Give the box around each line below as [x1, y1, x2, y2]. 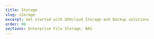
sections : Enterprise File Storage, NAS [5, 26, 93, 31]
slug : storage [5, 12, 36, 17]
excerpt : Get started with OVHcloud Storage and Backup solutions [5, 17, 149, 22]
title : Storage [5, 7, 38, 13]
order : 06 [5, 21, 27, 27]
